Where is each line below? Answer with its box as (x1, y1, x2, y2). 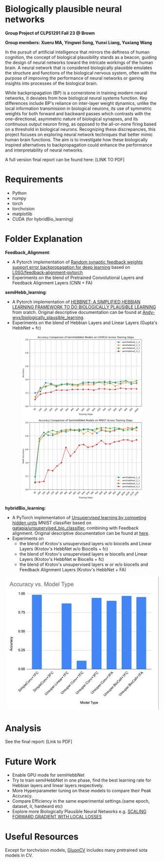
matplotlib (12, 211, 33, 217)
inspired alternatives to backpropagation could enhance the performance (5, 142, 152, 148)
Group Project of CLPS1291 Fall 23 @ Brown (5, 30, 95, 36)
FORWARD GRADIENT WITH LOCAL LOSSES (12, 814, 102, 820)
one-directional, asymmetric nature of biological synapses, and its (5, 116, 138, 122)
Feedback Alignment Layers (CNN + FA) (12, 279, 93, 285)
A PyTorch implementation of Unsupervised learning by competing (12, 514, 146, 520)
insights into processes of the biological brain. (5, 80, 98, 86)
